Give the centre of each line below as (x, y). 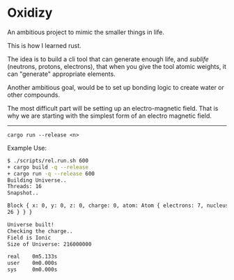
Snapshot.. (23, 193)
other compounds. (34, 95)
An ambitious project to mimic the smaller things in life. (86, 32)
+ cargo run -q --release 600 (51, 173)
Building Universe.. (37, 180)
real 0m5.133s (32, 257)
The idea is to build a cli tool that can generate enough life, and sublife (108, 59)
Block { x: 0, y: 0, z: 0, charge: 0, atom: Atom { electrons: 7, (106, 206)
